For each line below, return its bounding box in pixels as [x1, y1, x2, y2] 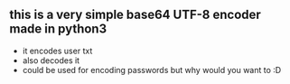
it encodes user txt [22, 45, 93, 56]
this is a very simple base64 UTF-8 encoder [9, 7, 262, 23]
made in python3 [9, 22, 107, 37]
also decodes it [22, 54, 80, 66]
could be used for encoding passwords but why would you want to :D [22, 64, 282, 75]
